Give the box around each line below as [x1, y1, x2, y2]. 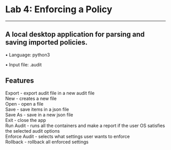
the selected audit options [5, 128, 60, 134]
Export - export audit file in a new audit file [5, 90, 95, 96]
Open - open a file [5, 101, 44, 107]
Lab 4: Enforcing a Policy [5, 4, 112, 15]
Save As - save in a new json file [5, 111, 73, 118]
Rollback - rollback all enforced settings [5, 139, 89, 145]
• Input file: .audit [5, 61, 42, 67]
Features [5, 77, 34, 85]
